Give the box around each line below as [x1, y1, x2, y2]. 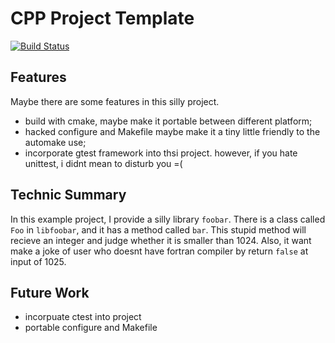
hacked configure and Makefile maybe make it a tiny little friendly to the [24, 125, 321, 137]
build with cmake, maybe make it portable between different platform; [24, 115, 313, 127]
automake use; [24, 136, 87, 148]
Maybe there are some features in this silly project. [10, 95, 220, 107]
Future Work [10, 284, 90, 301]
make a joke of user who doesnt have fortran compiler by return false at [10, 245, 309, 257]
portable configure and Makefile [24, 322, 158, 334]
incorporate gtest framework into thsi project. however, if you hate [24, 147, 298, 159]
